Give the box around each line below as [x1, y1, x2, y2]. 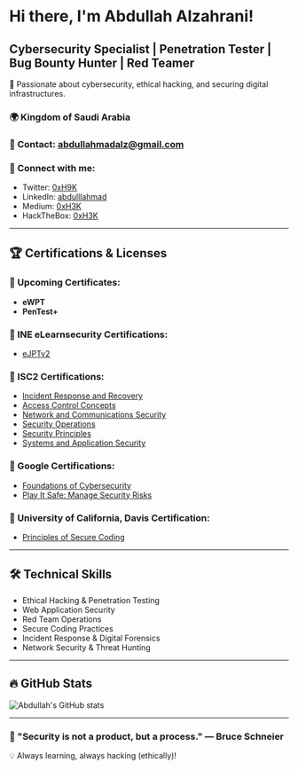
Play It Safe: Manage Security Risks [21, 490, 153, 500]
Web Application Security [21, 604, 115, 615]
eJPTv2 [21, 349, 51, 359]
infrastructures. [9, 89, 66, 98]
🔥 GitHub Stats [9, 676, 93, 691]
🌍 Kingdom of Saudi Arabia [9, 111, 131, 123]
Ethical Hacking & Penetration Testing [21, 594, 160, 605]
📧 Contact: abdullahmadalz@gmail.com [9, 137, 184, 150]
